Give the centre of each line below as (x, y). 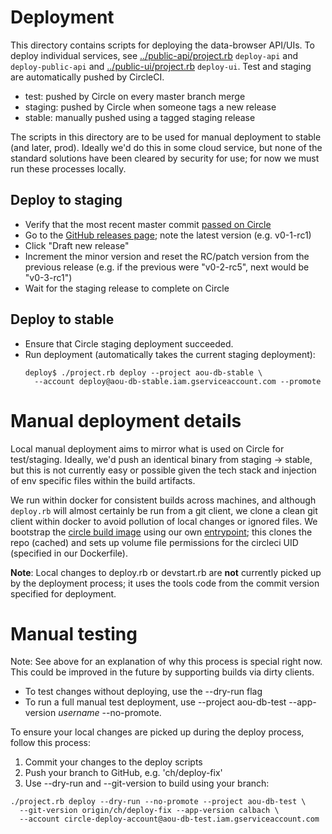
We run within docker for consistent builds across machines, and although (163, 500)
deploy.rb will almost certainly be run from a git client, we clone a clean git (164, 510)
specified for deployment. (63, 593)
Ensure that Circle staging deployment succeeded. (129, 343)
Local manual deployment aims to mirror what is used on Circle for (147, 448)
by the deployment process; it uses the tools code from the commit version (165, 583)
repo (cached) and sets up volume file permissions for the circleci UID (154, 542)
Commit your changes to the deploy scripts (113, 762)
